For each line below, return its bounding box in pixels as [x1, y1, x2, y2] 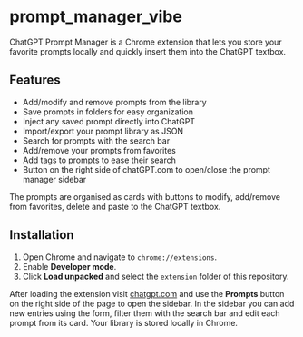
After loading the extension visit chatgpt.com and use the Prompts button [9, 288, 285, 299]
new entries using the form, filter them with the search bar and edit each [9, 307, 280, 319]
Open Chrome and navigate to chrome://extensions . [22, 252, 218, 263]
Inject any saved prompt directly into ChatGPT [22, 115, 196, 126]
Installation [9, 227, 74, 243]
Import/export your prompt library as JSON [22, 125, 184, 136]
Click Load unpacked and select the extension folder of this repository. [22, 271, 289, 282]
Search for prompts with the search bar [22, 134, 171, 146]
